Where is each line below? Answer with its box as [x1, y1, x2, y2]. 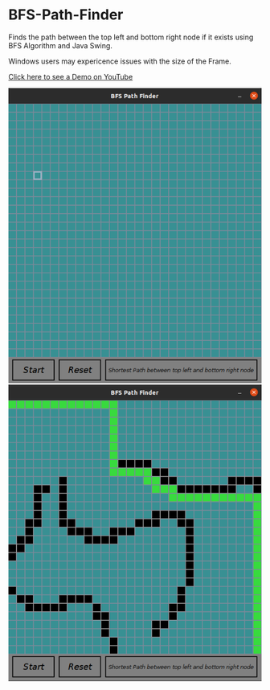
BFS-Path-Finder [8, 6, 124, 24]
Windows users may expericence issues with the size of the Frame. [8, 56, 231, 66]
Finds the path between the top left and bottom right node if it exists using [8, 32, 254, 42]
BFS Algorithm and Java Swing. [8, 40, 112, 50]
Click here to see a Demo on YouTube [8, 72, 133, 81]
